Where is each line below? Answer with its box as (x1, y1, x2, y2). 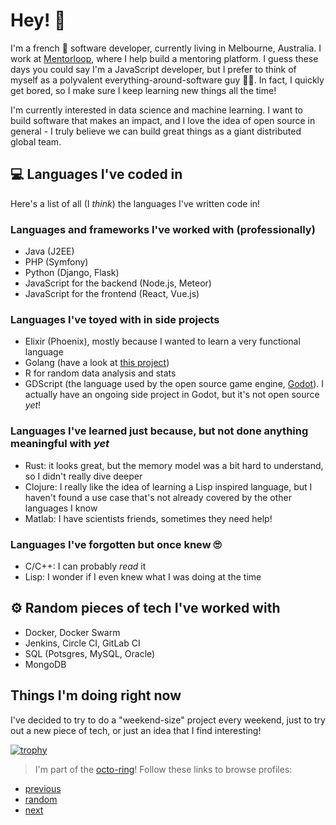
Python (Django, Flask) (24, 267, 120, 279)
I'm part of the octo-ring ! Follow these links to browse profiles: (34, 763, 293, 775)
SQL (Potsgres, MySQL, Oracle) (24, 647, 156, 659)
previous (24, 782, 62, 794)
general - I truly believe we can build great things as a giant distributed (10, 125, 302, 137)
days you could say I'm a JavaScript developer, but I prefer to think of (10, 63, 297, 75)
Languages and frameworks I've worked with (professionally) (10, 222, 316, 236)
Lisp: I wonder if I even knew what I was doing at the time (24, 570, 262, 583)
